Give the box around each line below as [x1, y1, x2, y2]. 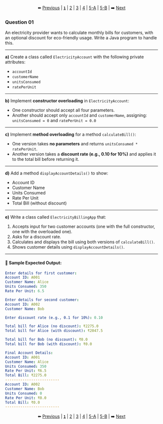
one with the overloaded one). [12, 229, 73, 235]
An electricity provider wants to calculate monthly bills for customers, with [5, 30, 154, 36]
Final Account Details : [5, 350, 53, 355]
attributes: [5, 59, 26, 65]
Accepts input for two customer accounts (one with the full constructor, [12, 223, 155, 230]
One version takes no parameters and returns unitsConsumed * [12, 141, 138, 147]
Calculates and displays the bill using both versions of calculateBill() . [12, 239, 155, 245]
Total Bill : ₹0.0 [5, 400, 40, 405]
